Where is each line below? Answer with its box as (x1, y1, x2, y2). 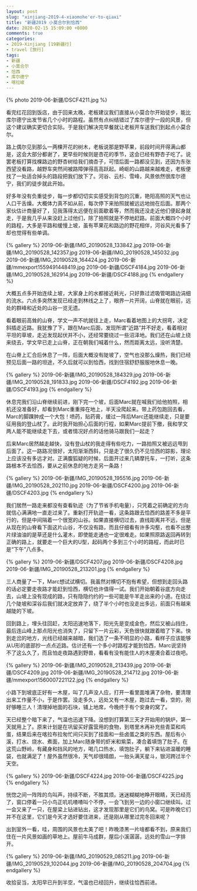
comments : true (6, 31, 43, 36)
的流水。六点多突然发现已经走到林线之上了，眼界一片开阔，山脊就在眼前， (6, 297, 186, 304)
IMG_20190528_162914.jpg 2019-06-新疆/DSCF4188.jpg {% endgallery (13, 271, 184, 278)
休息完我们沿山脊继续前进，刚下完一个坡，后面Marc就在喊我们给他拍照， (6, 399, 183, 405)
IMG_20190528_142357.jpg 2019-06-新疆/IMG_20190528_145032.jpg (13, 249, 179, 256)
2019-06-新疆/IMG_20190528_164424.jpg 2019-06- (6, 256, 131, 263)
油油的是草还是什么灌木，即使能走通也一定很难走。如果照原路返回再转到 (16, 531, 191, 538)
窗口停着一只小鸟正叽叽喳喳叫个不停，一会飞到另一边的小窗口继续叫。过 (16, 799, 191, 805)
